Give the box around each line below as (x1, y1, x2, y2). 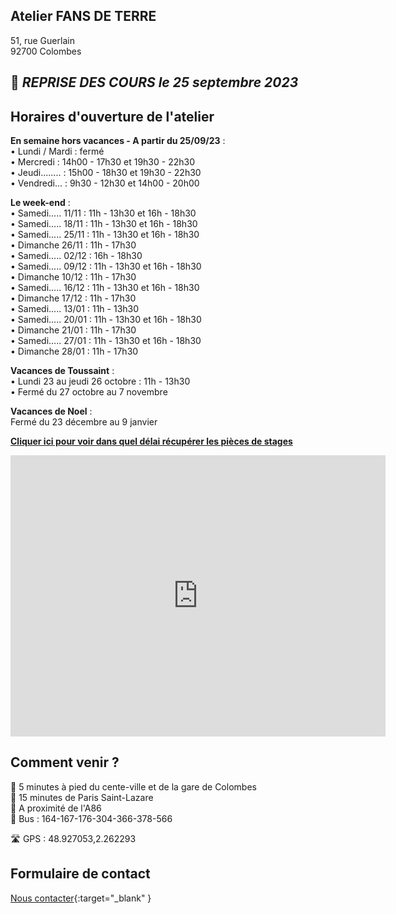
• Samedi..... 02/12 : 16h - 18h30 (10, 250, 143, 262)
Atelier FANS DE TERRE (10, 8, 157, 25)
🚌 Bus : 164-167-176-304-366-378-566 (10, 812, 173, 824)
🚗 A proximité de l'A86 (10, 802, 102, 814)
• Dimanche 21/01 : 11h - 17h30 (10, 324, 137, 336)
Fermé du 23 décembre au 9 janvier (10, 416, 158, 428)
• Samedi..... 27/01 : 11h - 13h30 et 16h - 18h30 (10, 335, 202, 347)
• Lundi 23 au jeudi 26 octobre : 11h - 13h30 (10, 375, 191, 388)
